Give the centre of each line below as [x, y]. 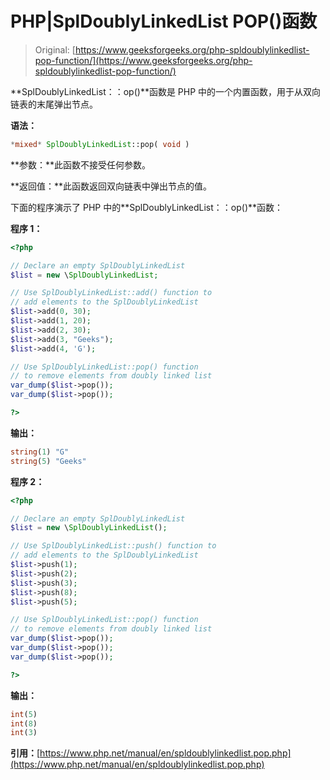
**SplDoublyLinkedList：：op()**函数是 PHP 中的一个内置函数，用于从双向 [166, 91]
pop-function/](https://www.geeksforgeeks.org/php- [143, 60]
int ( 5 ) [24, 714]
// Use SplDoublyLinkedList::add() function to [111, 293]
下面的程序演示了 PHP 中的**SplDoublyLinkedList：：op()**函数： [147, 207]
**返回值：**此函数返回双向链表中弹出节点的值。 [111, 186]
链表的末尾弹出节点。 [54, 104]
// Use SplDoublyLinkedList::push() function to [113, 546]
